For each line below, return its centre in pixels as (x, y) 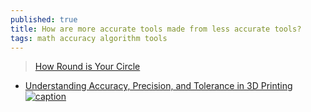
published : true (44, 19)
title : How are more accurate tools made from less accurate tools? (156, 29)
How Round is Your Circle (87, 67)
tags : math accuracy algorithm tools (89, 38)
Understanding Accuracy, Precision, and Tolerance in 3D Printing (158, 86)
